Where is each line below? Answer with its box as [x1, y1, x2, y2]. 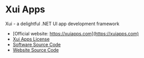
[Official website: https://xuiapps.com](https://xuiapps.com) [12, 30, 139, 36]
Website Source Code [12, 47, 59, 53]
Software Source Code [12, 41, 61, 47]
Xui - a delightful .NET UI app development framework [5, 21, 119, 27]
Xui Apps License [12, 36, 50, 42]
